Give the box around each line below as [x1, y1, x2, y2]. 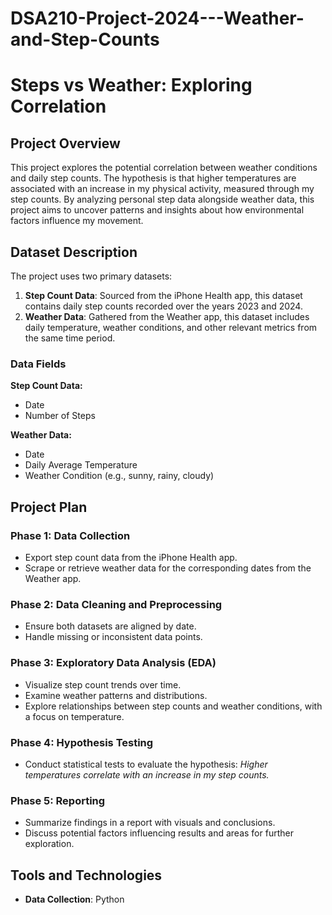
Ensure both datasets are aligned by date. [24, 620, 197, 632]
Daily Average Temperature [24, 459, 138, 471]
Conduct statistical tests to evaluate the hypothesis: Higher [24, 758, 268, 770]
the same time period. [24, 332, 116, 344]
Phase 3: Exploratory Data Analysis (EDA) [10, 656, 217, 670]
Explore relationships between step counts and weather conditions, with [24, 700, 323, 712]
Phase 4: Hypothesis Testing [10, 735, 154, 749]
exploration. [24, 838, 75, 850]
